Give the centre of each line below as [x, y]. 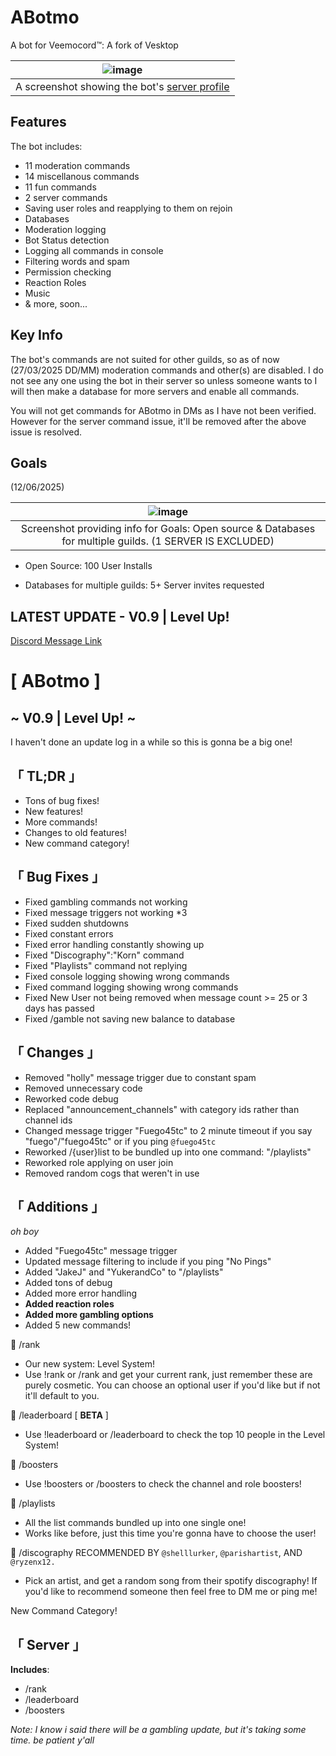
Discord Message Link [56, 641]
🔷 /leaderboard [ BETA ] [59, 1415]
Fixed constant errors [69, 933]
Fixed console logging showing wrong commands [127, 976]
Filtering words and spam [77, 261]
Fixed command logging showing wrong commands [131, 987]
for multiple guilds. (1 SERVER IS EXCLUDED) [168, 541]
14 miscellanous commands [82, 176]
